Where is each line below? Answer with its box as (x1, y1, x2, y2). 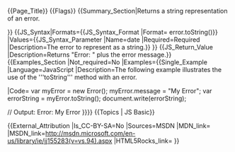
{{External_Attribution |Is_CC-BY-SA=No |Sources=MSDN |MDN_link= (7, 122, 211, 130)
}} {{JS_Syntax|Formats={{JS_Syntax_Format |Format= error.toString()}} (7, 28, 218, 36)
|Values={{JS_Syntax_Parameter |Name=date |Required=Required (7, 35, 200, 44)
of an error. (7, 14, 40, 23)
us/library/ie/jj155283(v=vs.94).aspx (7, 136, 113, 145)
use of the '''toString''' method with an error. (7, 73, 137, 81)
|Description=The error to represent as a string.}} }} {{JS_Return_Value (7, 43, 214, 51)
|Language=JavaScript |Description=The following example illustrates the (7, 66, 222, 74)
